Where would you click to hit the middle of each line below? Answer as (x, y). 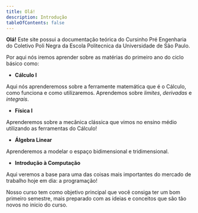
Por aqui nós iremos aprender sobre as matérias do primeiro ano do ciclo (95, 58)
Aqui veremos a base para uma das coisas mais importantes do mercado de (99, 174)
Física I (24, 111)
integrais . (18, 99)
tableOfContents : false (35, 23)
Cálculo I (26, 75)
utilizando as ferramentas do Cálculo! (52, 129)
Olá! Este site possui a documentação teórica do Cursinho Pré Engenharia (96, 40)
